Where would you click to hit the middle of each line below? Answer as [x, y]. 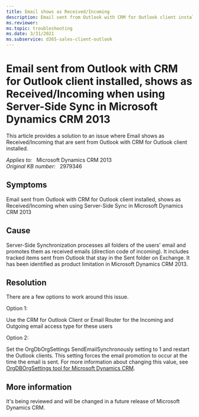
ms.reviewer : [22, 23]
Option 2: [17, 338]
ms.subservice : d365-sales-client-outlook [59, 39]
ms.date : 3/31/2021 [30, 34]
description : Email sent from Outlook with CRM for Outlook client [91, 17]
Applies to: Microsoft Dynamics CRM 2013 [59, 160]
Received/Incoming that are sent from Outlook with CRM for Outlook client [97, 142]
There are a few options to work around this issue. [68, 297]
